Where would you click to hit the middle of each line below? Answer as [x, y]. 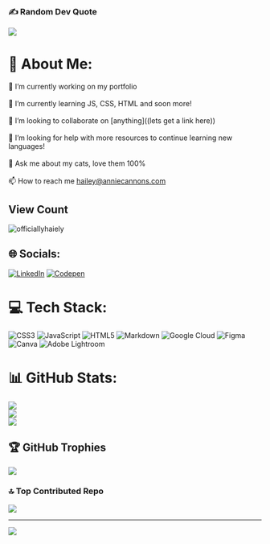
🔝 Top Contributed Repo [56, 491]
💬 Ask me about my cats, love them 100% [77, 163]
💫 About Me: [51, 64]
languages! [27, 146]
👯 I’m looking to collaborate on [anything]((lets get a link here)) [112, 121]
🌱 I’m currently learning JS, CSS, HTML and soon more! [100, 104]
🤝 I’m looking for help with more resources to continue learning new [121, 138]
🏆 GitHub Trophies [57, 448]
